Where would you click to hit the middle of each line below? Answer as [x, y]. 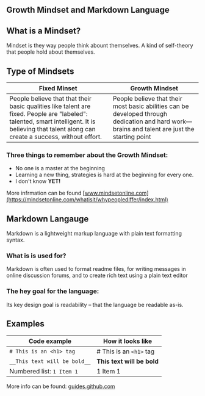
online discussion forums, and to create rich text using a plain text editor [97, 275]
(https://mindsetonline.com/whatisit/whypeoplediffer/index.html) [88, 200]
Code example [50, 341]
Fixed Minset [58, 88]
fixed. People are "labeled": [49, 114]
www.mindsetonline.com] [117, 193]
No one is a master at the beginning [60, 168]
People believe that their [147, 99]
